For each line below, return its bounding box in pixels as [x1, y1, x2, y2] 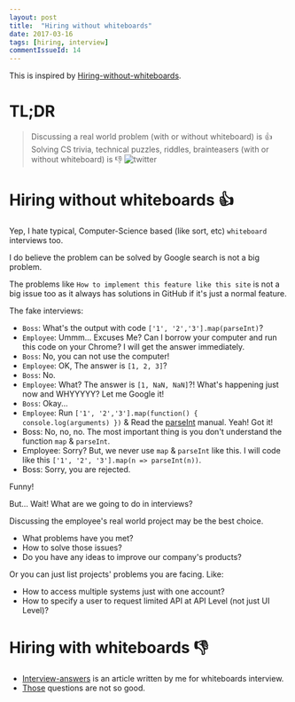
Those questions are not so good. [21, 682, 146, 693]
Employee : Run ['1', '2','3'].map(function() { [21, 407, 198, 418]
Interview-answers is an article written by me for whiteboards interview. [21, 673, 284, 683]
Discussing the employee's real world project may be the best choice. [9, 516, 264, 526]
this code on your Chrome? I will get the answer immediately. [21, 342, 245, 351]
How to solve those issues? [21, 542, 122, 553]
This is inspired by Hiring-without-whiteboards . [9, 70, 182, 81]
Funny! [9, 481, 35, 492]
